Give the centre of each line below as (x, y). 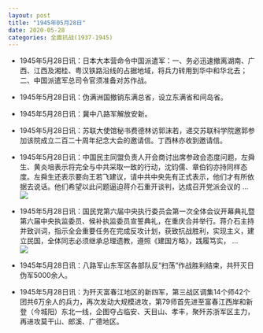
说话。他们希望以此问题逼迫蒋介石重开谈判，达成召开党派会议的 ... (141, 187)
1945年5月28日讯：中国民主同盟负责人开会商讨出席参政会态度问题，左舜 (137, 157)
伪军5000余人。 (46, 276)
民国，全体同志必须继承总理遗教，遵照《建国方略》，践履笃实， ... (132, 241)
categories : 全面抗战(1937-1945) (61, 37)
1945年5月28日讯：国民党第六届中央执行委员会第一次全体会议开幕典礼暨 (137, 211)
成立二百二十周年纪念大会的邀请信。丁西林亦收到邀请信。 (133, 141)
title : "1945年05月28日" (47, 23)
